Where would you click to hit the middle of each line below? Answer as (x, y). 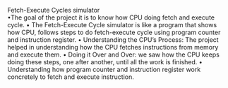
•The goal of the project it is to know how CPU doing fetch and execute (111, 17)
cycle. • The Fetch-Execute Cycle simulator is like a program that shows (112, 25)
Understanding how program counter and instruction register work (104, 69)
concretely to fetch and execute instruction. (71, 77)
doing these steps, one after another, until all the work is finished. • (105, 62)
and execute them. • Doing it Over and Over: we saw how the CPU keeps (114, 54)
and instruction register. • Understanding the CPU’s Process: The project (113, 40)
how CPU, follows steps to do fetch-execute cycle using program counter (114, 32)
